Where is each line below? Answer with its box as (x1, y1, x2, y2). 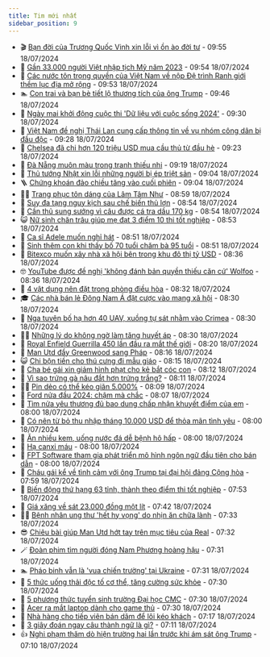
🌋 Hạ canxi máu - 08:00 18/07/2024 (19, 441, 139, 451)
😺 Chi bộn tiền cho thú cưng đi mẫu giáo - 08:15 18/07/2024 (19, 356, 222, 365)
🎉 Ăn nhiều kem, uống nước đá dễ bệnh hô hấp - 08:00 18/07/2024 (19, 433, 243, 443)
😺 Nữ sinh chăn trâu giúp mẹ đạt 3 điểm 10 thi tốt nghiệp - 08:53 (19, 214, 237, 224)
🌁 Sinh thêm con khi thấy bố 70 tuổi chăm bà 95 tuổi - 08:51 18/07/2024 (19, 240, 260, 250)
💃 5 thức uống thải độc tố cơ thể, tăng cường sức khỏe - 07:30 (19, 577, 228, 587)
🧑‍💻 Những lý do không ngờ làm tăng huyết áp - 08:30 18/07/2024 (19, 330, 239, 339)
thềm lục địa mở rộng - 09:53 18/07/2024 (19, 79, 159, 89)
